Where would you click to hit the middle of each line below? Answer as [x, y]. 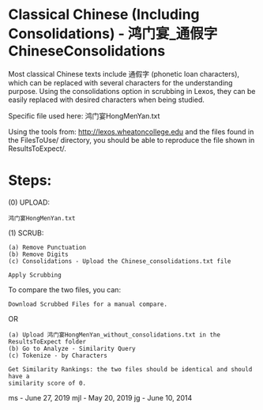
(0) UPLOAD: [29, 202]
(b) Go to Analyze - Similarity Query [72, 348]
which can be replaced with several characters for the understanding [120, 83]
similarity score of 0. [47, 383]
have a [19, 376]
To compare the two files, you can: [64, 289]
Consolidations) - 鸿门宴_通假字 [113, 34]
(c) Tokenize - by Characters [58, 355]
